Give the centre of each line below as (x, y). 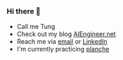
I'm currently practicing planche (63, 49)
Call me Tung (36, 27)
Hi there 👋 (24, 11)
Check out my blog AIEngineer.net (66, 34)
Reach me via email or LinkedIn (62, 42)
